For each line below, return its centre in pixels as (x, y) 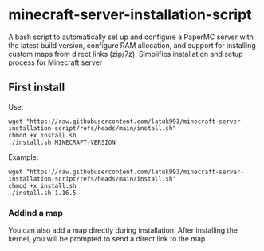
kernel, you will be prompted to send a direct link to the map (107, 239)
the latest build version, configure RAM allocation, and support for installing (132, 45)
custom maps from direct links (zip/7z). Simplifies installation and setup (126, 54)
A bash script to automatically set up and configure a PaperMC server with (131, 37)
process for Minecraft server (55, 62)
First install (37, 88)
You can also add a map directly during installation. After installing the (123, 230)
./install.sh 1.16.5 (43, 193)
